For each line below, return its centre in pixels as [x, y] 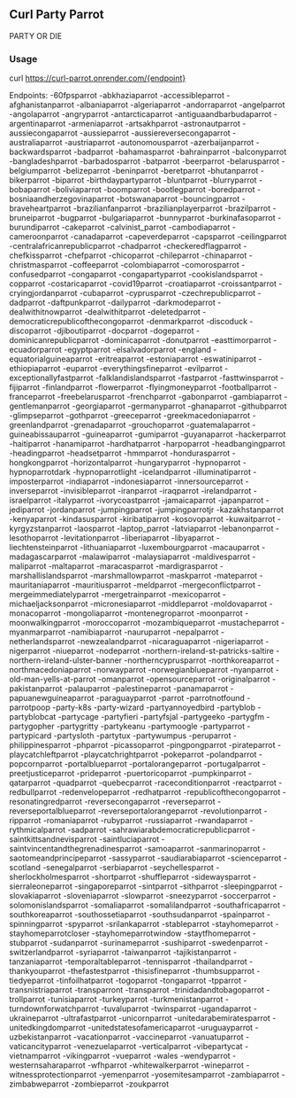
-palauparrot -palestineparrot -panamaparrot [146, 689]
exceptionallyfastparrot [52, 378]
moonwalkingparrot [45, 623]
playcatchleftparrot [44, 755]
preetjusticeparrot [42, 774]
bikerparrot [30, 180]
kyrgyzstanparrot [41, 529]
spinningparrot [36, 924]
